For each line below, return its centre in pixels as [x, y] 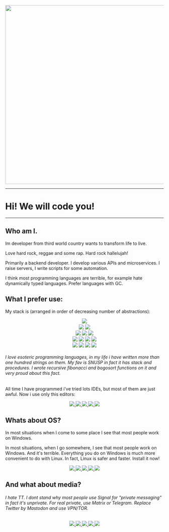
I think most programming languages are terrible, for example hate [74, 278]
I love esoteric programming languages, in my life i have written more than [82, 357]
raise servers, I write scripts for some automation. [57, 268]
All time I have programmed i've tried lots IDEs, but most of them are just [80, 389]
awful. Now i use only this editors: [40, 394]
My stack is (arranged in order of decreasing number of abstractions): [78, 311]
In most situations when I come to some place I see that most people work [82, 432]
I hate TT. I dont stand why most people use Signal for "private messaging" [83, 497]
